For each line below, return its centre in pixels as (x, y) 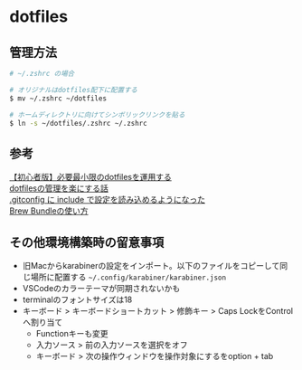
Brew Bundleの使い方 (49, 211)
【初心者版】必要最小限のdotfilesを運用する (90, 177)
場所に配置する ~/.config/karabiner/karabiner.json (128, 277)
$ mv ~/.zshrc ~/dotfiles (58, 98)
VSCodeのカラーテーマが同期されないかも (101, 288)
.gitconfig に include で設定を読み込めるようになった (108, 200)
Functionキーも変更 (72, 333)
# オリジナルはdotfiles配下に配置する (74, 90)
